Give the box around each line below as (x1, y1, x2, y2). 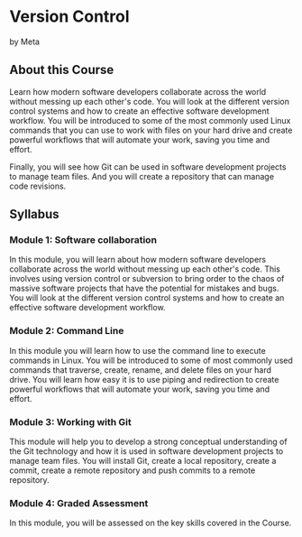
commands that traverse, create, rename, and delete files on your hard (9, 364, 272, 375)
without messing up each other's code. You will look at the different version (9, 96, 290, 106)
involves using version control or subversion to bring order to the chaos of (9, 273, 285, 284)
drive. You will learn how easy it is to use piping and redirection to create (9, 374, 279, 384)
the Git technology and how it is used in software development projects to (9, 446, 284, 457)
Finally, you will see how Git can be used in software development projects (9, 161, 287, 172)
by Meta (9, 36, 41, 47)
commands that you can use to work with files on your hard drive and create (9, 125, 293, 135)
